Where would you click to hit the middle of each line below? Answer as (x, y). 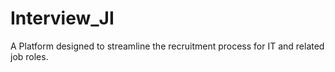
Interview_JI (62, 18)
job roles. (29, 56)
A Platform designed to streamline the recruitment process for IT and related (167, 46)
